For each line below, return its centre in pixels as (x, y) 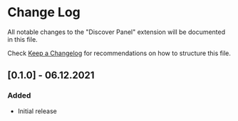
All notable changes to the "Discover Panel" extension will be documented (117, 32)
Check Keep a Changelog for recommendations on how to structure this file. (119, 53)
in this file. (22, 39)
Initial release (37, 111)
